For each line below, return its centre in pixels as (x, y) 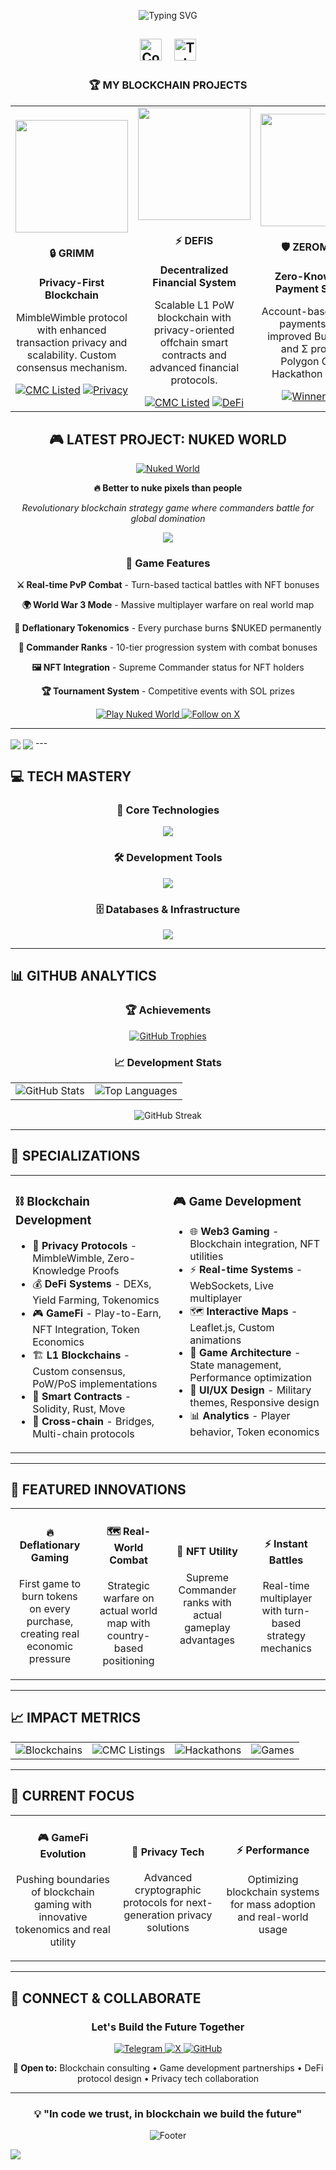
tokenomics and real (63, 1930)
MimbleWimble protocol (72, 318)
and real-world (273, 1917)
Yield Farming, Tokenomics (96, 1300)
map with (128, 1623)
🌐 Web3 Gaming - (234, 1231)
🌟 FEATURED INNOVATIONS (98, 1490)
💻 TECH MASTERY (71, 776)
